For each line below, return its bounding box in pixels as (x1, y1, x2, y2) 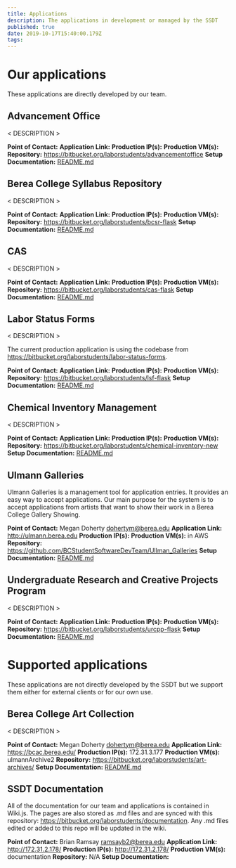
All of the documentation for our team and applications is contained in (7, 802, 209, 810)
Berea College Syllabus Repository (7, 178, 162, 190)
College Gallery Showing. (7, 510, 81, 519)
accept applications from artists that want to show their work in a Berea (7, 503, 214, 511)
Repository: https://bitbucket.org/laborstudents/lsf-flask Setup (7, 374, 191, 382)
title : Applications (7, 10, 68, 18)
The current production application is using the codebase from (7, 345, 189, 354)
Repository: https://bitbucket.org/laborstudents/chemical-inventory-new (7, 441, 218, 450)
